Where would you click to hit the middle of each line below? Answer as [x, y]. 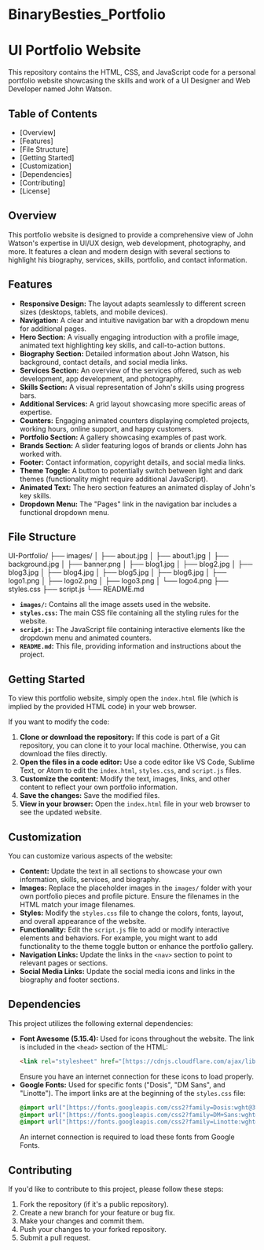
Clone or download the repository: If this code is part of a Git [119, 737]
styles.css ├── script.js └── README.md [76, 589]
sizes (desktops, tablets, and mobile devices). [93, 311]
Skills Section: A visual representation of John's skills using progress [132, 387]
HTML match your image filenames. [77, 904]
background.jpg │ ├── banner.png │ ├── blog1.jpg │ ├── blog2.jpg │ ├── [130, 564]
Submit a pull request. [55, 1238]
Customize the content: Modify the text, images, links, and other [125, 779]
